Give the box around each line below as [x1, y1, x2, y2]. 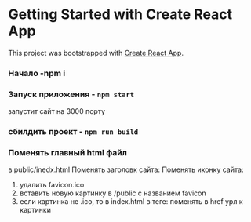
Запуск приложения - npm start [8, 89, 135, 100]
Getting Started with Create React [8, 5, 233, 24]
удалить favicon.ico [19, 180, 85, 190]
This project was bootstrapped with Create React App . [8, 48, 184, 57]
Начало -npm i [8, 67, 66, 78]
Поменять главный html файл [8, 147, 128, 158]
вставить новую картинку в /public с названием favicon [19, 188, 206, 198]
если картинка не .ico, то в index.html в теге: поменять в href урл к [19, 197, 243, 206]
